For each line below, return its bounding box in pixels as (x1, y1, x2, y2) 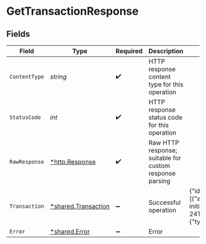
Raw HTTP (148, 139, 180, 147)
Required (115, 47, 143, 55)
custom (148, 161, 170, 170)
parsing (148, 177, 170, 185)
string (50, 72, 67, 81)
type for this (148, 80, 184, 88)
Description (148, 47, 184, 55)
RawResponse (9, 158, 45, 165)
